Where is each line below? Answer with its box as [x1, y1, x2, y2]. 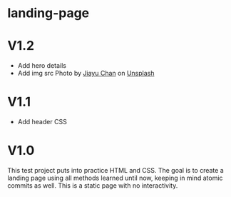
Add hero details [17, 61, 66, 70]
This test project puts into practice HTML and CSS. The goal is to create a [7, 166, 225, 174]
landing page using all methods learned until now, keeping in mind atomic [7, 173, 223, 182]
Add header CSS [17, 118, 68, 126]
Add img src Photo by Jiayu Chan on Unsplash [17, 69, 155, 78]
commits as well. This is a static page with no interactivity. [7, 181, 178, 190]
